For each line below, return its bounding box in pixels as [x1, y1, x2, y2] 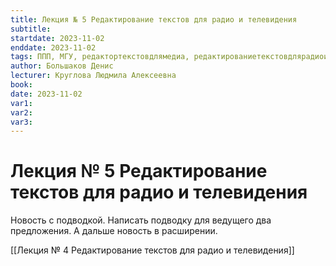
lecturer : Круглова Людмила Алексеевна [10, 71, 177, 81]
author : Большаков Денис [10, 61, 114, 71]
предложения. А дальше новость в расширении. [10, 225, 218, 237]
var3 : [10, 117, 33, 127]
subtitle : [10, 24, 52, 34]
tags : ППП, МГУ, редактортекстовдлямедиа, [10, 52, 190, 62]
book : [10, 80, 33, 90]
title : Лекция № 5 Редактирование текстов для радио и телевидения [10, 14, 298, 25]
